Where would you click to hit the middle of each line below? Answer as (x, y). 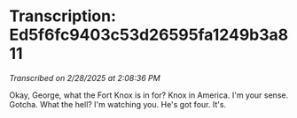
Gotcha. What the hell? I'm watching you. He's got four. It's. (118, 104)
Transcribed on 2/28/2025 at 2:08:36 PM (85, 77)
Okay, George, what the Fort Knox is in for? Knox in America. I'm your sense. (149, 95)
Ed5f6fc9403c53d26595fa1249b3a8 (149, 35)
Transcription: (63, 16)
